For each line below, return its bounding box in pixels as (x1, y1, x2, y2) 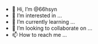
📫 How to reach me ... (11, 32, 67, 38)
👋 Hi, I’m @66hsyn (11, 6, 58, 12)
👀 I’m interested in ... (11, 12, 62, 19)
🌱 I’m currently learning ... (11, 18, 75, 25)
